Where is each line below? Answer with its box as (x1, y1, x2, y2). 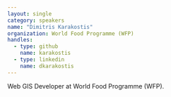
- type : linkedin (13, 56, 65, 63)
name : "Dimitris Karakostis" (7, 23, 93, 30)
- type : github (13, 43, 59, 50)
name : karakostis (20, 50, 71, 57)
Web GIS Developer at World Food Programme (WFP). (7, 82, 165, 90)
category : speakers (7, 17, 65, 24)
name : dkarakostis (20, 63, 74, 70)
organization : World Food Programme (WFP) (7, 30, 134, 37)
